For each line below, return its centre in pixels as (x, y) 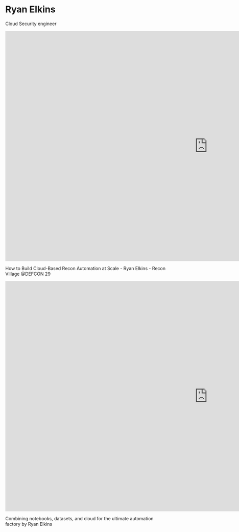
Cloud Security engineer (31, 24)
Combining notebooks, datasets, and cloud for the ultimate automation (80, 518)
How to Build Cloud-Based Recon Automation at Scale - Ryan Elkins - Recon (86, 268)
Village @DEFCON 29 (28, 274)
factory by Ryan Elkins (29, 524)
